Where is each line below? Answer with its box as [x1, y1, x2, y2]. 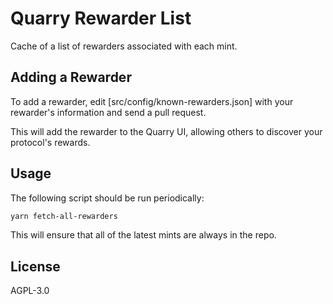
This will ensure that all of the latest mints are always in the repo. [10, 229, 277, 241]
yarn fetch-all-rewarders [10, 211, 118, 221]
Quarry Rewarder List [10, 7, 192, 30]
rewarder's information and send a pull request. [10, 106, 207, 118]
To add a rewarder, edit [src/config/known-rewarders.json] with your [10, 95, 294, 107]
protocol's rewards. [10, 136, 91, 148]
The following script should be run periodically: [10, 192, 205, 204]
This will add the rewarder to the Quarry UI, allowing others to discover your [10, 125, 323, 137]
